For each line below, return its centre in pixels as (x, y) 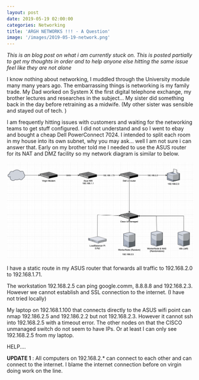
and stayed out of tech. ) (37, 111)
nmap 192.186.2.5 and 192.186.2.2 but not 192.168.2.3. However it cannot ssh (100, 317)
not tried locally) (27, 299)
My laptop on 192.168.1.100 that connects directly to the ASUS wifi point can (99, 310)
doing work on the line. (35, 371)
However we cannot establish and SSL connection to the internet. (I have (96, 292)
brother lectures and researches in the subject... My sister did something (95, 98)
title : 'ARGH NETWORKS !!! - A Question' (59, 31)
